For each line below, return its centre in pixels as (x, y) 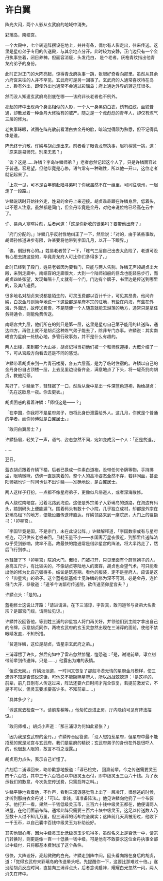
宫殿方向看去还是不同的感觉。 (51, 353)
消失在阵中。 (18, 874)
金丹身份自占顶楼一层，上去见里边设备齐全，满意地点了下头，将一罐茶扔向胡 (81, 369)
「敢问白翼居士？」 (24, 429)
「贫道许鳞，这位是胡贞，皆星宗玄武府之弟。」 (51, 644)
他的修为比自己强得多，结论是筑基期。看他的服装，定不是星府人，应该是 (81, 572)
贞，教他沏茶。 (20, 375)
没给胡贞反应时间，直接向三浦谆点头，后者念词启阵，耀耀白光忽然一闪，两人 (81, 867)
